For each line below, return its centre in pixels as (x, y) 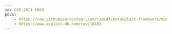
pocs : (11, 14)
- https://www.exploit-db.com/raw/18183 (58, 24)
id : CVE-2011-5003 (24, 10)
